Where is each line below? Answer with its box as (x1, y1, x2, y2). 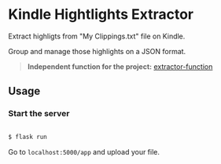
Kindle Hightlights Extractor (8, 5, 194, 24)
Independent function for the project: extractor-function (27, 61, 213, 71)
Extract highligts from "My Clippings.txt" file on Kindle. (8, 31, 186, 41)
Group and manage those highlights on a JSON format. (8, 46, 186, 56)
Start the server (8, 108, 70, 119)
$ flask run (8, 133, 47, 140)
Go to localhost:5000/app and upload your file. (8, 147, 160, 156)
